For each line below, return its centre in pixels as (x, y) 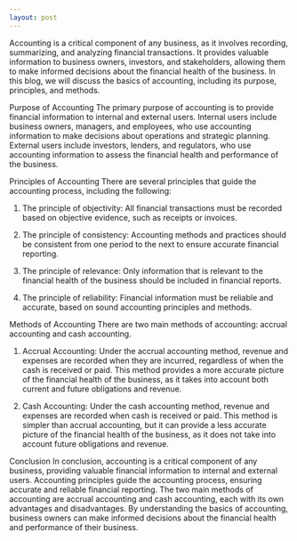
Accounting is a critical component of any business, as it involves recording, (149, 43)
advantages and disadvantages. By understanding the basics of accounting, (149, 508)
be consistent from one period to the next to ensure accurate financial (150, 244)
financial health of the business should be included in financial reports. (152, 280)
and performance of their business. (74, 527)
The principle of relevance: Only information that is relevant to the (143, 270)
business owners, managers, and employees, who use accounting (130, 126)
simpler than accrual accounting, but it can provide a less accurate (144, 424)
